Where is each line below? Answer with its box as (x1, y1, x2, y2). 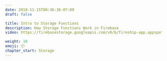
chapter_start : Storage (5, 48, 55, 53)
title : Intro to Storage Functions (5, 21, 79, 26)
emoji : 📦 (5, 44, 25, 49)
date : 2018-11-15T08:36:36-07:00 (5, 7, 75, 12)
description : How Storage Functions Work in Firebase (5, 25, 119, 30)
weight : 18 (5, 39, 28, 44)
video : (5, 30, 19, 35)
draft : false (5, 12, 32, 17)
